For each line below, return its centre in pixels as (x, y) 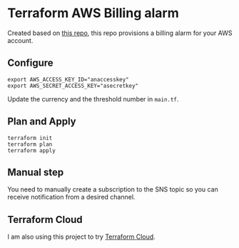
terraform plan (30, 144)
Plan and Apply (42, 122)
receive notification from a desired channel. (71, 197)
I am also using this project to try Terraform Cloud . (81, 237)
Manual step (36, 172)
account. (20, 40)
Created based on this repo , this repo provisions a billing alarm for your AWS (120, 33)
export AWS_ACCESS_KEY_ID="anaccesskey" (68, 79)
